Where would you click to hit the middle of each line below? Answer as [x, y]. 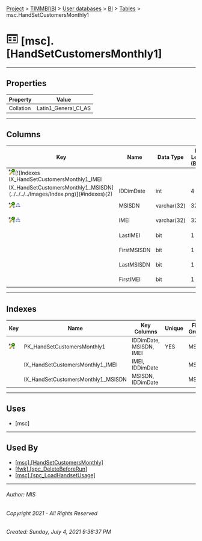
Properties [26, 83]
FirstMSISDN [135, 250]
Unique [174, 329]
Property [20, 99]
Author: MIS [21, 495]
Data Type [170, 157]
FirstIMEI [130, 279]
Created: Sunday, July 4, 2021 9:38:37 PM [59, 532]
